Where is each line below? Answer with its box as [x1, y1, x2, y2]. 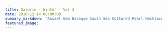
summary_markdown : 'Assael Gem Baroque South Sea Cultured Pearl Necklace [5, 16, 164, 21]
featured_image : [5, 20, 39, 26]
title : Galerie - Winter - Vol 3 [5, 7, 75, 12]
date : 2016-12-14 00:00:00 [5, 12, 61, 16]
